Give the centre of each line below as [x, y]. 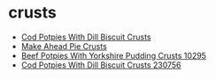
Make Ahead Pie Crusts [64, 46]
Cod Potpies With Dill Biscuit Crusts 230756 [101, 65]
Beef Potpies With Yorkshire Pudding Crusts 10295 [114, 55]
